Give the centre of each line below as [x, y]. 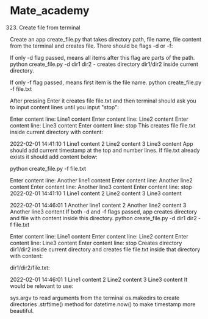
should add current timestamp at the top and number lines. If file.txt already [105, 150]
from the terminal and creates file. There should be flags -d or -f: [91, 46]
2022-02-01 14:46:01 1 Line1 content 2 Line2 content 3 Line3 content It [99, 279]
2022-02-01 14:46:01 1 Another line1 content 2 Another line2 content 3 [98, 205]
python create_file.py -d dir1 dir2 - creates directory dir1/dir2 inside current [104, 64]
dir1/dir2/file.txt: [30, 267]
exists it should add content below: [54, 157]
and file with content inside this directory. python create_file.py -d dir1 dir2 [103, 218]
